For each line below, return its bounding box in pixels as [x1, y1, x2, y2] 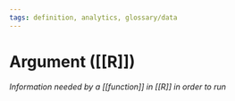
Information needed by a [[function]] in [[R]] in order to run [9, 81, 226, 92]
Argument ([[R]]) [9, 51, 136, 72]
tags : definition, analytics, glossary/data [9, 13, 178, 22]
